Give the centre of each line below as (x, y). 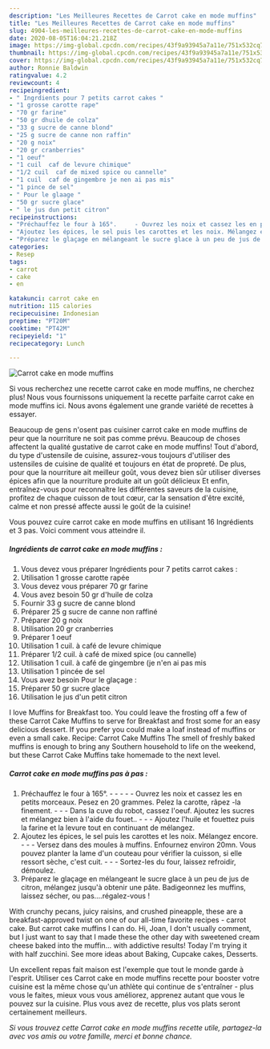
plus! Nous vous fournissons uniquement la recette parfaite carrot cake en (132, 397)
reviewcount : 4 (34, 83)
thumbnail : (27, 53)
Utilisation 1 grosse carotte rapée (75, 577)
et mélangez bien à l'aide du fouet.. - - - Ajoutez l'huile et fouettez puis (137, 820)
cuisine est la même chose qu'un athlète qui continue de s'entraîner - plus (132, 986)
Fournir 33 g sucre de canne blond (78, 603)
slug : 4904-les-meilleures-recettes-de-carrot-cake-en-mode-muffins (126, 30)
